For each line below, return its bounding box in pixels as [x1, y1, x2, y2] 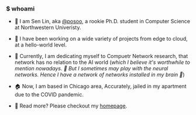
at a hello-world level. [14, 41, 67, 48]
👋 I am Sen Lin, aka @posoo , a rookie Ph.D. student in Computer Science [14, 18, 190, 25]
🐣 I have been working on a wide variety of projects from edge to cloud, [14, 35, 188, 42]
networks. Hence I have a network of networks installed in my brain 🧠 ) [14, 71, 185, 78]
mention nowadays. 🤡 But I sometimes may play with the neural [14, 65, 169, 72]
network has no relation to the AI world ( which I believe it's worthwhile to [14, 59, 190, 66]
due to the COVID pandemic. [14, 91, 84, 98]
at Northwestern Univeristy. [14, 24, 81, 31]
